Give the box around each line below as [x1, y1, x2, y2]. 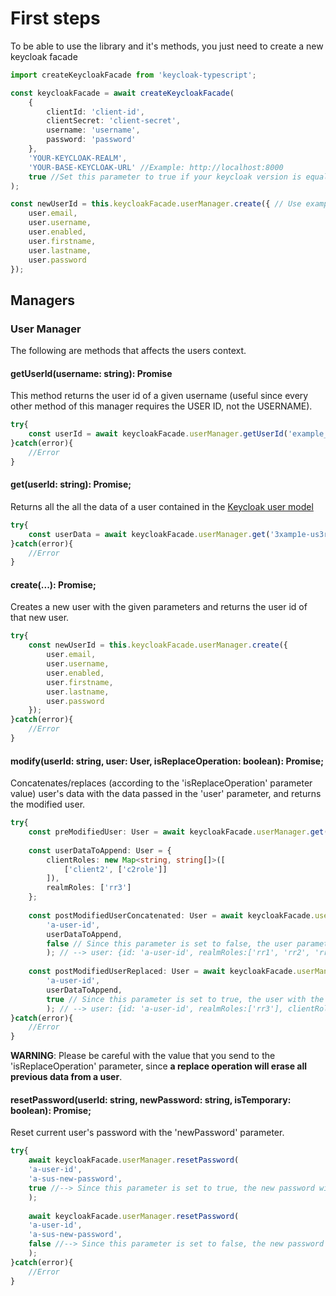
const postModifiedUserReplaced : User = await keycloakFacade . [28, 967, 298, 977]
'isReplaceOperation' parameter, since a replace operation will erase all [10, 1060, 308, 1072]
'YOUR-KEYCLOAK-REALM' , [28, 153, 128, 163]
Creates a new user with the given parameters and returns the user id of [10, 601, 308, 613]
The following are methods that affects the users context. [10, 345, 247, 357]
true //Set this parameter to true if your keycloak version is [28, 172, 302, 182]
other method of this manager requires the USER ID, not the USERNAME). [10, 400, 313, 412]
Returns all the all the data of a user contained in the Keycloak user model [10, 500, 314, 512]
